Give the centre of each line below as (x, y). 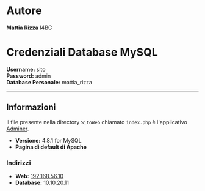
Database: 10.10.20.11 (42, 182)
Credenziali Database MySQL (82, 52)
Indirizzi (19, 163)
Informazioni (31, 107)
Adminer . (18, 129)
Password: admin (29, 76)
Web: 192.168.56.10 (39, 176)
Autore (24, 11)
